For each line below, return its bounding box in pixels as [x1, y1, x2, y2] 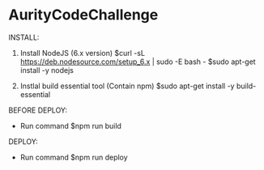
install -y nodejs [19, 65, 75, 74]
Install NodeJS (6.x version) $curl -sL [19, 48, 146, 57]
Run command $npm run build [19, 121, 121, 130]
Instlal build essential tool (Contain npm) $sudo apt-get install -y [19, 81, 235, 91]
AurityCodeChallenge [8, 6, 159, 24]
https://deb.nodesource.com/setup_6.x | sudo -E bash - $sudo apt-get [19, 57, 257, 66]
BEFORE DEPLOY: [8, 105, 67, 115]
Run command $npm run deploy [19, 152, 128, 162]
